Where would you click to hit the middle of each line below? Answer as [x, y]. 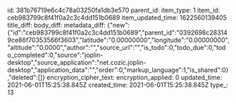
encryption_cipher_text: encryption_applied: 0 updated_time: [135, 77]
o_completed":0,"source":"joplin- [55, 55]
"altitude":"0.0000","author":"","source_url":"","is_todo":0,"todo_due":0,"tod [117, 47]
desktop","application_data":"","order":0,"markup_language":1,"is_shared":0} [118, 70]
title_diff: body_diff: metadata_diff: [56, 25]
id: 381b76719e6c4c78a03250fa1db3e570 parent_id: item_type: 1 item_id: [114, 10]
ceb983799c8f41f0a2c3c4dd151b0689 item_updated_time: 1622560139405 [117, 18]
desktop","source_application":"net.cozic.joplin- [77, 62]
